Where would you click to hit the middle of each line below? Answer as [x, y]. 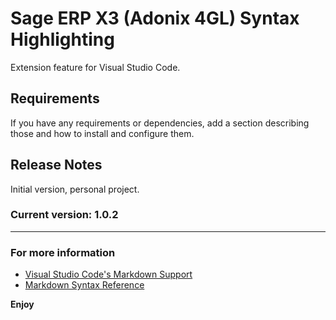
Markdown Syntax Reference [84, 285]
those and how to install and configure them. [102, 133]
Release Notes [56, 165]
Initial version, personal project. [75, 189]
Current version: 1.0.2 [64, 215]
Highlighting [62, 39]
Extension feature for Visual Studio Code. [95, 67]
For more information [63, 252]
